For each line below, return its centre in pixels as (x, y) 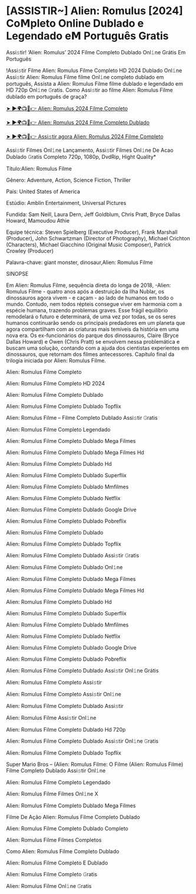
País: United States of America (43, 191)
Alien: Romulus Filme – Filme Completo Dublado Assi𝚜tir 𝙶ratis (82, 417)
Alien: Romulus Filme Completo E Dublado (57, 863)
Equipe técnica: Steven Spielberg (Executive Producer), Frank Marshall (92, 232)
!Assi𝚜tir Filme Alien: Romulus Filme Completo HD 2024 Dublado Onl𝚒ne (94, 70)
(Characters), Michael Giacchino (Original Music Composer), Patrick (89, 244)
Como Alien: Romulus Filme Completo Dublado (63, 851)
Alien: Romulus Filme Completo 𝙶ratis (52, 874)
